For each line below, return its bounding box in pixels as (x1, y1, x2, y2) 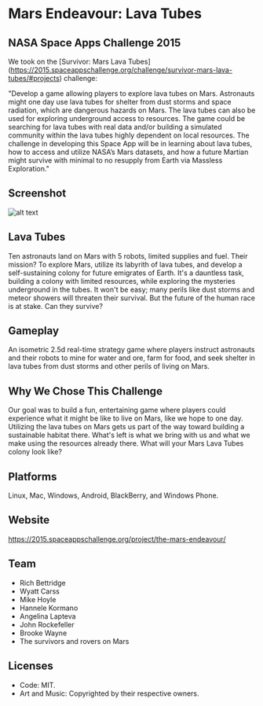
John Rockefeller (19, 620, 75, 629)
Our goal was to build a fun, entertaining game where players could (8, 406, 226, 415)
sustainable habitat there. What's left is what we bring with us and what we (8, 430, 250, 440)
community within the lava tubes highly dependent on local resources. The (8, 131, 250, 140)
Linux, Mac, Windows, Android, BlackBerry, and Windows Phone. (8, 491, 219, 500)
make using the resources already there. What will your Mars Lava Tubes (8, 439, 244, 448)
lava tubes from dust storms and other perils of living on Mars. (8, 362, 210, 371)
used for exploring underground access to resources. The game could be (8, 114, 246, 123)
